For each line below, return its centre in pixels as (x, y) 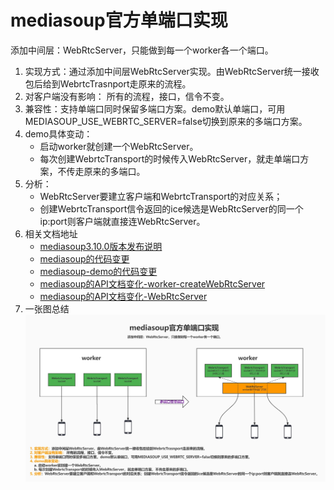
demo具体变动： (58, 133)
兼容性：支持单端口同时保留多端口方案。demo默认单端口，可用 (155, 108)
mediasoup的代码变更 (84, 258)
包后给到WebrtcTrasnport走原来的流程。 (108, 83)
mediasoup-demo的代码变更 (98, 271)
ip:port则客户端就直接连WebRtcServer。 (122, 221)
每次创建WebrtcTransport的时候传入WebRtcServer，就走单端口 (170, 158)
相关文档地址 (51, 233)
